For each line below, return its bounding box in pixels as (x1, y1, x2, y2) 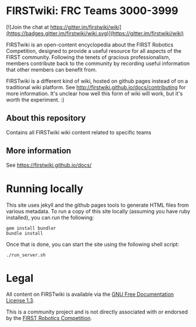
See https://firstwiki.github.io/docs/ (6, 161, 92, 168)
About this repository (6, 113, 86, 123)
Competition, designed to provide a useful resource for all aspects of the (6, 47, 182, 54)
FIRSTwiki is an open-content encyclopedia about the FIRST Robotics (6, 41, 174, 48)
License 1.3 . (6, 297, 35, 304)
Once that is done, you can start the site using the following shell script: (6, 241, 180, 248)
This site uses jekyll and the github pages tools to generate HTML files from (6, 201, 190, 208)
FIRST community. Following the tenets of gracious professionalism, (6, 53, 171, 60)
